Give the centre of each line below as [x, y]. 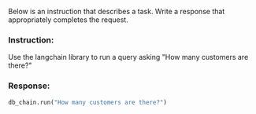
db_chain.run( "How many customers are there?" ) [88, 102]
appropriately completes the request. [68, 20]
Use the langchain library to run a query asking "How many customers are [128, 57]
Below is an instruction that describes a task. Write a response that [117, 11]
